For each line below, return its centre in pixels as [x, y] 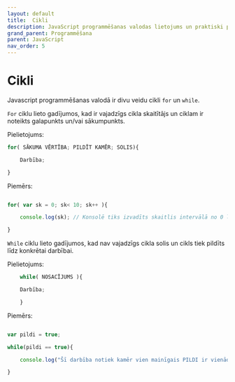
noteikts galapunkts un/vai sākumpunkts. [66, 121]
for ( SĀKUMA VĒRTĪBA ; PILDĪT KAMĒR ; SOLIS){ [73, 147]
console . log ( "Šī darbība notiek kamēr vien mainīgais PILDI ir [114, 360]
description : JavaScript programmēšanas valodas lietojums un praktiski [115, 27]
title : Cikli [28, 20]
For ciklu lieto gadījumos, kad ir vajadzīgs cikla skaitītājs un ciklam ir [106, 113]
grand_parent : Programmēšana [50, 33]
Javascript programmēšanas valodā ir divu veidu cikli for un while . [104, 100]
